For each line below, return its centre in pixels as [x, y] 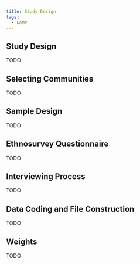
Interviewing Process [46, 177]
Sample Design [34, 111]
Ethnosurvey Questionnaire [57, 144]
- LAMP [19, 22]
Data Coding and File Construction [70, 209]
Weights [22, 241]
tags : [13, 17]
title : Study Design [31, 11]
